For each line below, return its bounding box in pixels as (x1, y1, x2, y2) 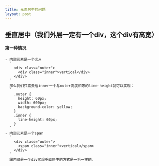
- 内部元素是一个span (5, 131, 44, 136)
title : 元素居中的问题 (5, 7, 46, 12)
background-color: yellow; (17, 105, 73, 109)
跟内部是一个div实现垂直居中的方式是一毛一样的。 (9, 157, 95, 162)
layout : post (5, 12, 32, 16)
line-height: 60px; (17, 117, 57, 122)
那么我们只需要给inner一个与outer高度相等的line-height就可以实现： (9, 83, 135, 89)
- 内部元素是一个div (5, 57, 42, 62)
